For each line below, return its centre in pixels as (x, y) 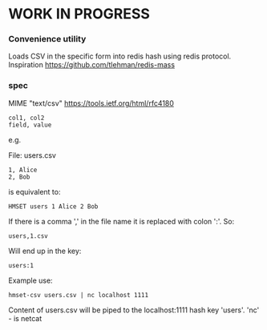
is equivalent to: (34, 191)
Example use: (31, 280)
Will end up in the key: (45, 251)
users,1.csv (28, 236)
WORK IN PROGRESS (79, 14)
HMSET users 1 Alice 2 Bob (53, 206)
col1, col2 (26, 118)
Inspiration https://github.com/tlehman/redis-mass (91, 65)
